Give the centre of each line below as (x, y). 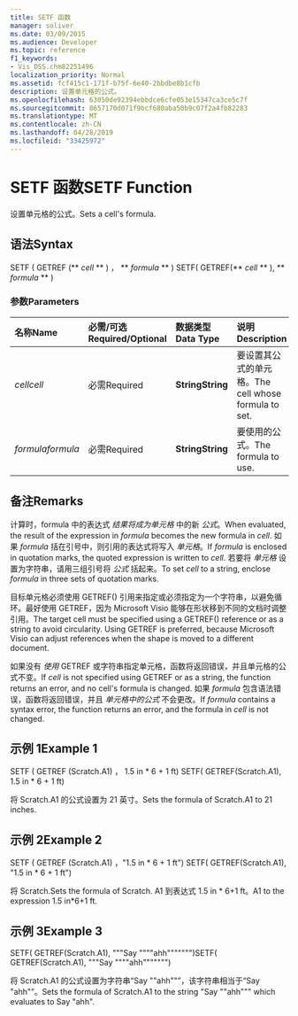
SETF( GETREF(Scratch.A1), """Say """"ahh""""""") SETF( (114, 953)
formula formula (47, 448)
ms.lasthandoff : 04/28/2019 (62, 133)
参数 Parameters (45, 302)
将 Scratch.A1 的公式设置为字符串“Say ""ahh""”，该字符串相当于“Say (135, 981)
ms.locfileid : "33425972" (57, 141)
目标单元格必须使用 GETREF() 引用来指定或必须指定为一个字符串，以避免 (142, 597)
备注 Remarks (47, 501)
